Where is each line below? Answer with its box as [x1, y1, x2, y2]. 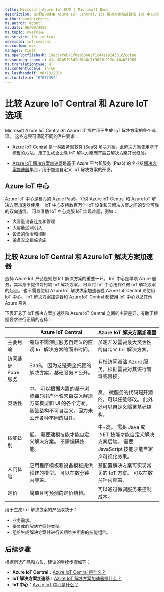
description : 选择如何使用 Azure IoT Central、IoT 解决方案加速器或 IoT [5, 12, 145, 17]
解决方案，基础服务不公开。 [29, 370, 93, 376]
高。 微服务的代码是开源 [98, 389, 153, 396]
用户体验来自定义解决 [43, 393, 93, 399]
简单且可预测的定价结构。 [29, 490, 88, 497]
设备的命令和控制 [12, 231, 47, 237]
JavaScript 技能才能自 [98, 446, 148, 453]
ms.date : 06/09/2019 [5, 25, 47, 30]
